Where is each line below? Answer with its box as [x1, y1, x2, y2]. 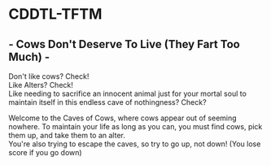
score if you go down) [8, 148, 83, 157]
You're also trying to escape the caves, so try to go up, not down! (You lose [8, 139, 261, 149]
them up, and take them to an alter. [8, 131, 126, 140]
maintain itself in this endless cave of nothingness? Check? [8, 98, 207, 106]
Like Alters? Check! [8, 80, 73, 89]
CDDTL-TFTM [8, 5, 103, 24]
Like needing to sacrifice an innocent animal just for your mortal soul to [8, 89, 247, 98]
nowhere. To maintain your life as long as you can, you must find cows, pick [8, 122, 263, 131]
